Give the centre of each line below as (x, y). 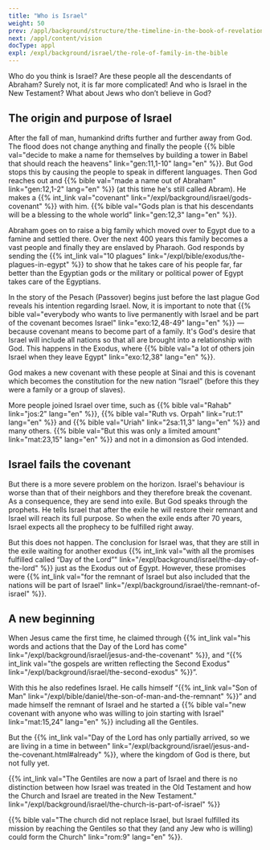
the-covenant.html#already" (55, 755)
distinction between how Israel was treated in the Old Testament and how (130, 787)
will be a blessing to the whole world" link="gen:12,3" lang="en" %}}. (123, 215)
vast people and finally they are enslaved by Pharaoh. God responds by (127, 247)
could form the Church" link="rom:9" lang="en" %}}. (96, 837)
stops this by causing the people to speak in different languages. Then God (133, 172)
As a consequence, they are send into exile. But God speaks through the (128, 501)
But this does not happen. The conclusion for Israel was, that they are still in (134, 542)
